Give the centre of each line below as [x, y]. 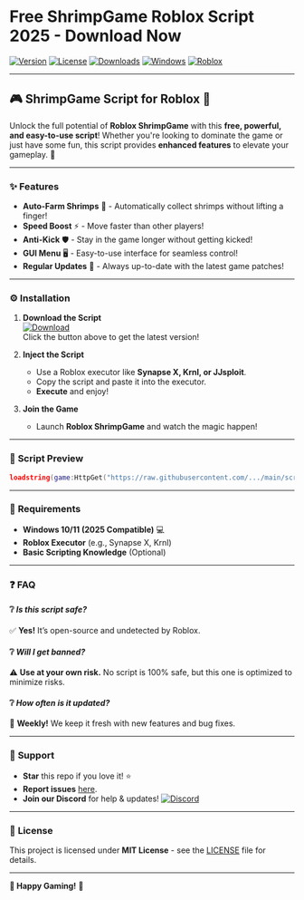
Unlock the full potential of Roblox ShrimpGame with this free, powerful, [146, 125]
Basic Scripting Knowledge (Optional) [94, 552]
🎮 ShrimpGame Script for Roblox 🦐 [110, 99]
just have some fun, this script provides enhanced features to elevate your [149, 145]
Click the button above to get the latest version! [111, 337]
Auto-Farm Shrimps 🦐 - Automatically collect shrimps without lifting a [153, 207]
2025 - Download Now [95, 36]
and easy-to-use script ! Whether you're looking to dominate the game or [146, 135]
